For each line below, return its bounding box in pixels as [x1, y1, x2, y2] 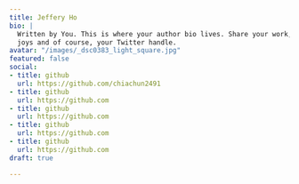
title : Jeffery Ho [9, 12, 77, 22]
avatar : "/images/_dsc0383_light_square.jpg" [9, 46, 181, 55]
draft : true [9, 153, 53, 163]
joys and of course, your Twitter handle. [17, 37, 177, 47]
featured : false [9, 54, 69, 63]
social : [9, 63, 38, 72]
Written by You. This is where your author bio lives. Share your [17, 29, 269, 38]
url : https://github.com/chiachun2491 [17, 79, 162, 88]
